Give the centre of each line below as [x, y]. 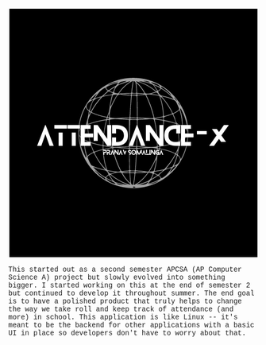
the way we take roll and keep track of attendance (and [121, 310]
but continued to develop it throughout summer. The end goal [131, 294]
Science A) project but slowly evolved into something [117, 278]
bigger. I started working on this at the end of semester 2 [129, 286]
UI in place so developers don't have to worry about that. [127, 333]
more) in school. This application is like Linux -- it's [123, 318]
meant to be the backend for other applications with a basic [131, 326]
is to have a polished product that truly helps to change [125, 302]
